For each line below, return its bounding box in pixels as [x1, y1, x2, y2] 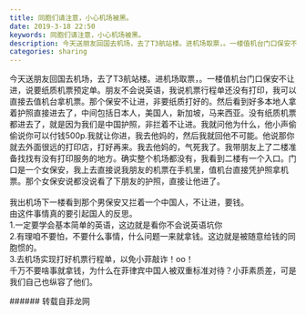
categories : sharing [9, 47, 88, 56]
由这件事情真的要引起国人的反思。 [9, 208, 138, 219]
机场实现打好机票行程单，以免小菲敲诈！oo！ [24, 254, 194, 265]
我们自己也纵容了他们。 [9, 277, 97, 288]
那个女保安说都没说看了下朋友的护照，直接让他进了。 [25, 176, 225, 187]
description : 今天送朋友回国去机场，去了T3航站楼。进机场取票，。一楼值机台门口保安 [9, 38, 291, 48]
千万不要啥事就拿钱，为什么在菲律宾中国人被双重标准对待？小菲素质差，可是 [9, 265, 297, 276]
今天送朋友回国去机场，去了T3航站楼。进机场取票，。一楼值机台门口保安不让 [9, 74, 295, 85]
